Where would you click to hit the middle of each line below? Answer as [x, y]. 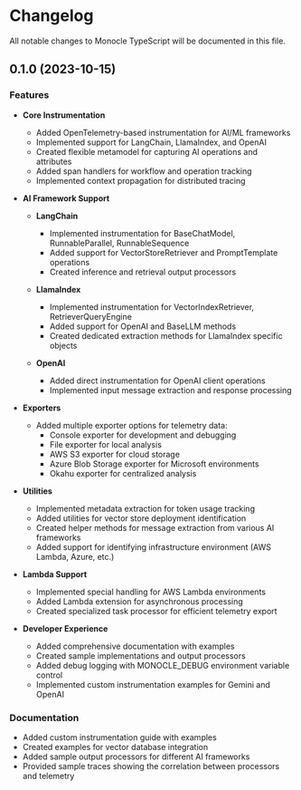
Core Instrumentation [64, 115]
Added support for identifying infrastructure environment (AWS [153, 547]
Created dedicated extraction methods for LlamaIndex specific [166, 335]
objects [63, 345]
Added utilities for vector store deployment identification [141, 518]
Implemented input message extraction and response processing [170, 390]
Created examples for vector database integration [115, 747]
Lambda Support [55, 574]
